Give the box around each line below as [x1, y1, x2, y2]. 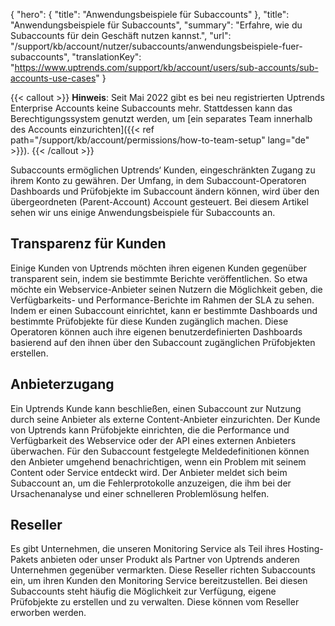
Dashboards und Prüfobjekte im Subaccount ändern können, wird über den [10, 185, 320, 197]
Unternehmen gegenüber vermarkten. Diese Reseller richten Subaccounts [10, 564, 316, 576]
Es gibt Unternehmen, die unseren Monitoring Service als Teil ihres [10, 543, 286, 555]
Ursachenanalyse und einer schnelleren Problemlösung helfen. [10, 487, 270, 499]
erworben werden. [10, 607, 87, 619]
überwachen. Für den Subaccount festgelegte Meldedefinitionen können [10, 445, 310, 457]
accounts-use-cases [10, 72, 97, 84]
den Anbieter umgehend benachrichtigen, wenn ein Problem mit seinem [10, 455, 307, 468]
